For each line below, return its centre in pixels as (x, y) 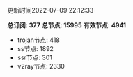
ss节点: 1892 (36, 49)
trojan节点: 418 (39, 40)
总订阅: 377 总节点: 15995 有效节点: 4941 (67, 25)
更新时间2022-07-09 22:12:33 (50, 10)
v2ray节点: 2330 (41, 66)
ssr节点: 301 (34, 57)
